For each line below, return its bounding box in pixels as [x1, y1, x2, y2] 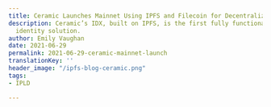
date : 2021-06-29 [8, 42, 67, 50]
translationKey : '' [8, 57, 74, 65]
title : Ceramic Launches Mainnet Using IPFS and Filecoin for [8, 11, 222, 20]
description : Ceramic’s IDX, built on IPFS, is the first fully [8, 19, 229, 27]
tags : [8, 72, 27, 80]
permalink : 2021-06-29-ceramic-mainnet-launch [8, 49, 168, 57]
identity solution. [15, 27, 81, 35]
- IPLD [8, 79, 31, 87]
